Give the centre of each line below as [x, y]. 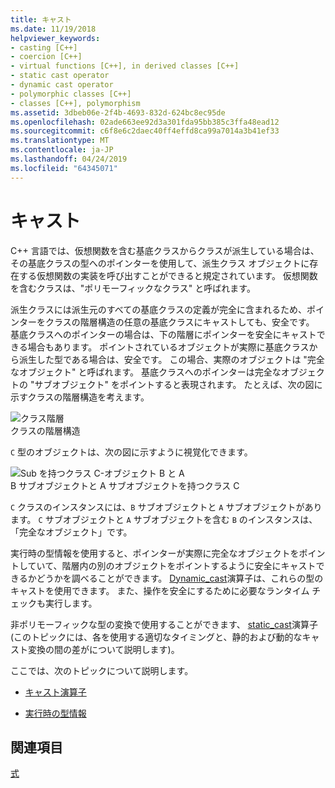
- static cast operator [60, 76]
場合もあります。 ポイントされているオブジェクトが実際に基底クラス [168, 347]
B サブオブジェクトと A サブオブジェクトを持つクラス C [125, 485]
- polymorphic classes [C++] [71, 94]
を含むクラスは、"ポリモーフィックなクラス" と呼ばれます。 [133, 288]
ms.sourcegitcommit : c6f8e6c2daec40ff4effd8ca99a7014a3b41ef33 [145, 131]
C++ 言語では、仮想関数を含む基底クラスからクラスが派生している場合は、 [165, 250]
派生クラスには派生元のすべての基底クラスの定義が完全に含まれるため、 [158, 309]
